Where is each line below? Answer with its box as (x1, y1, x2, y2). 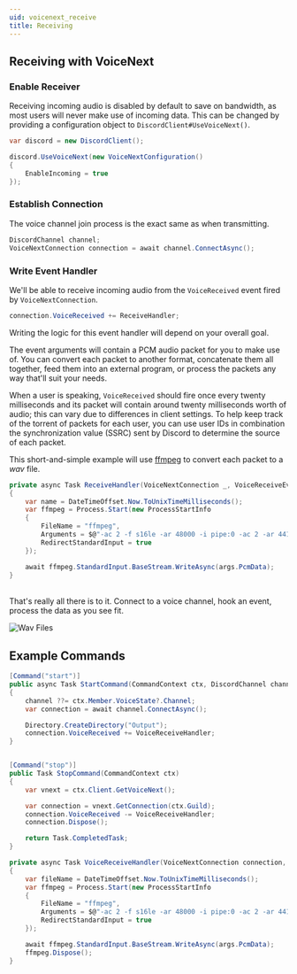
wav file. (9, 463, 41, 474)
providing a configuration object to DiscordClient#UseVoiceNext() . (9, 120, 250, 130)
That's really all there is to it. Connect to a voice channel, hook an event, (9, 596, 272, 607)
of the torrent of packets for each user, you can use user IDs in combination (9, 418, 286, 429)
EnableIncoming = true (25, 169, 109, 178)
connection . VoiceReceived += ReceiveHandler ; (9, 311, 179, 320)
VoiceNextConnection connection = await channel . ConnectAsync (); (9, 243, 255, 252)
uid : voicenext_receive (9, 12, 97, 22)
